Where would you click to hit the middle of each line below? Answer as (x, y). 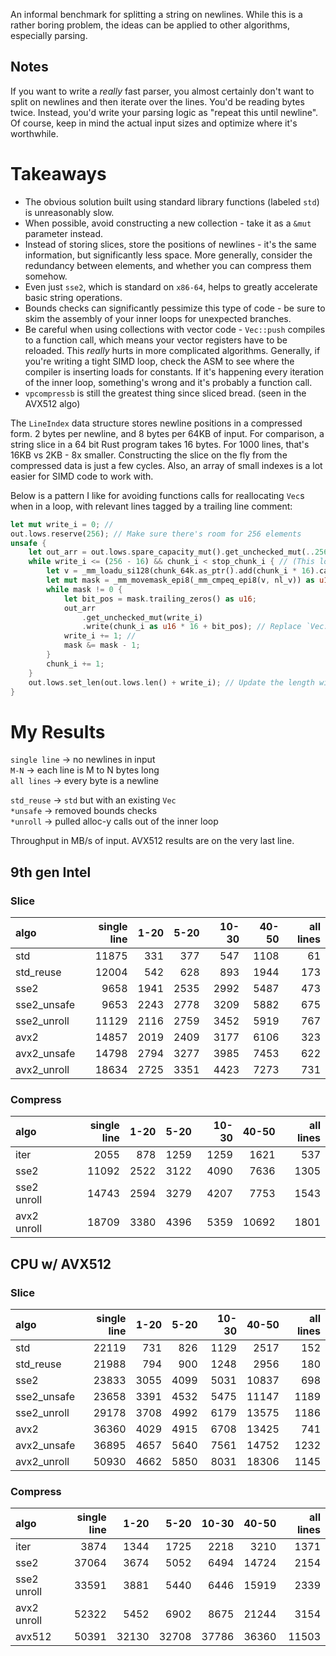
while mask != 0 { (84, 589)
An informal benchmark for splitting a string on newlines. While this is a (156, 14)
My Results (58, 731)
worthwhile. (34, 133)
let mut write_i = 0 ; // (62, 524)
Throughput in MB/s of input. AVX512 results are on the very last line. (152, 841)
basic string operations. (73, 297)
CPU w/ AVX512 (61, 1264)
